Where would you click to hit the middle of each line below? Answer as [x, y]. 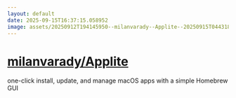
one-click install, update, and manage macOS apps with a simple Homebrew [118, 80]
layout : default [31, 14]
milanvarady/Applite [68, 61]
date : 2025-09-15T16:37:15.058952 [58, 20]
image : [17, 27]
